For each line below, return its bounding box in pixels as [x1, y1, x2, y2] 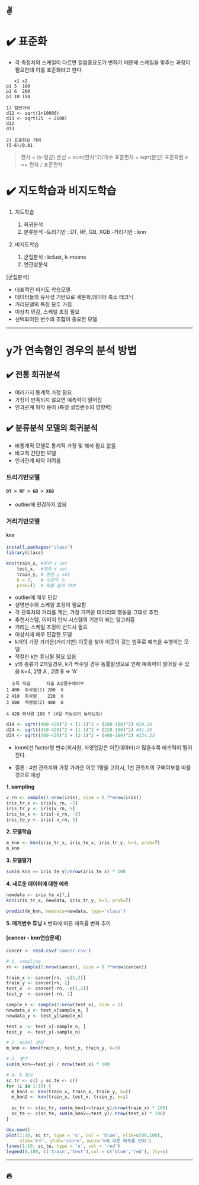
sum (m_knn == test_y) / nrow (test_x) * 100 [6, 1061, 110, 1068]
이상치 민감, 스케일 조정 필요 [14, 308, 80, 315]
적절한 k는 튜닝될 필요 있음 [14, 653, 76, 660]
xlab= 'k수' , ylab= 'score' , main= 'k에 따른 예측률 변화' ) [19, 1138, 152, 1144]
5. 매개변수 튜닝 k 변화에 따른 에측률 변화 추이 [6, 919, 111, 926]
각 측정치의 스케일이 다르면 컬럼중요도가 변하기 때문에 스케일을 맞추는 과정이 [14, 59, 191, 66]
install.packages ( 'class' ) [6, 545, 73, 550]
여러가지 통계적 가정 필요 [14, 389, 72, 396]
